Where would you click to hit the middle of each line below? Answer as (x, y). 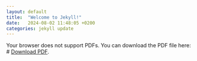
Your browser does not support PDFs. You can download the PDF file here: (98, 45)
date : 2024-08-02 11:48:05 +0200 (51, 23)
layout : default (26, 12)
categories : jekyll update (40, 28)
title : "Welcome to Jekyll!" (44, 17)
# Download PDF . (28, 52)
